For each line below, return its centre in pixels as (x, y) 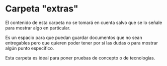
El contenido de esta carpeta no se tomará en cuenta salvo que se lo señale (84, 22)
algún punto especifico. (30, 48)
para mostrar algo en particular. (38, 27)
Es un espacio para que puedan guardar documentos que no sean (74, 37)
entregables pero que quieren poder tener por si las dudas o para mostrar (82, 42)
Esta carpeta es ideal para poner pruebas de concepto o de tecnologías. (80, 57)
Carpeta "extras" (42, 9)
